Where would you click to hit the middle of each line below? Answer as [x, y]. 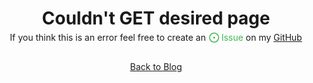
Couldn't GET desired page [156, 18]
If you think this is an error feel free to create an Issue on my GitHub [156, 38]
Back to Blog [156, 67]
